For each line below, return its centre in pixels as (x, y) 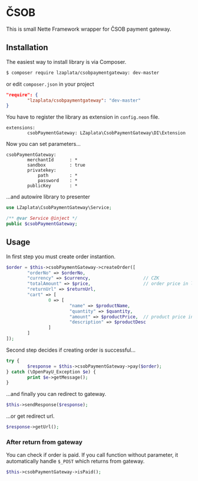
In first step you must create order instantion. (61, 256)
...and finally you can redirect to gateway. (56, 394)
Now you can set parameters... (44, 144)
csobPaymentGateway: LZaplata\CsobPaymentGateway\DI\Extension (106, 133)
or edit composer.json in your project (50, 84)
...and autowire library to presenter (48, 197)
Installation (27, 48)
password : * (57, 181)
